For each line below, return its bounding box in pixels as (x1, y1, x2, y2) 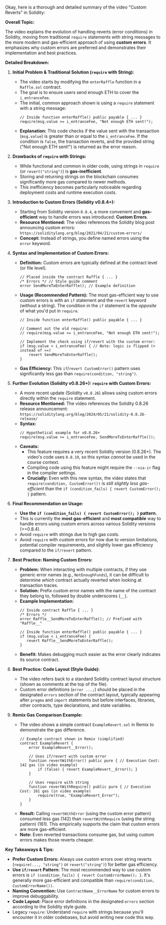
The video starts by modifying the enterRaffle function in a (19, 79, 141, 85)
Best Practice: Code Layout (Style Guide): (12, 666, 100, 672)
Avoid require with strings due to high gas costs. (19, 532, 120, 537)
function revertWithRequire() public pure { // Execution (29, 784, 151, 789)
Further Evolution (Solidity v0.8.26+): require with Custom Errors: (12, 380, 151, 386)
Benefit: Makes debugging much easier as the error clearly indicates (19, 651, 161, 657)
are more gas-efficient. (19, 827, 67, 832)
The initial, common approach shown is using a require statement (19, 100, 155, 106)
